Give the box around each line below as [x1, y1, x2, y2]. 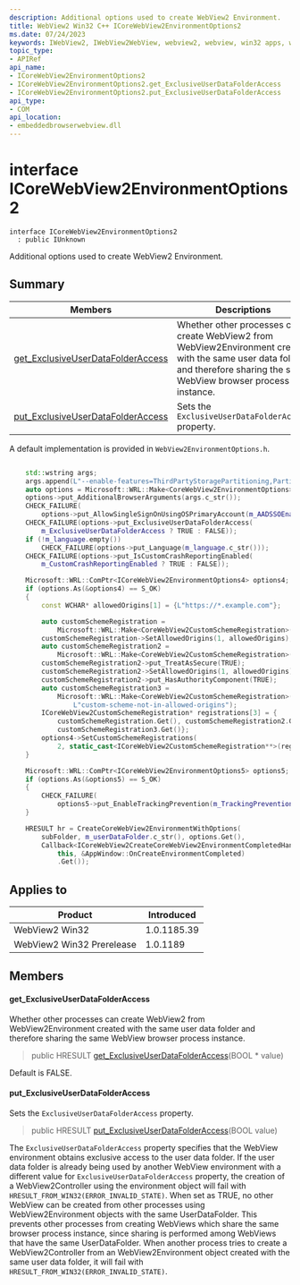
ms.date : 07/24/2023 [9, 30, 87, 38]
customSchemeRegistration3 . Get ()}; [56, 726, 190, 735]
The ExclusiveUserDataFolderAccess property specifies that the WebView [9, 1142, 279, 1153]
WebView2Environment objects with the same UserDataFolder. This [9, 1209, 257, 1220]
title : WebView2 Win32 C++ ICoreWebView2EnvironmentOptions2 [9, 21, 242, 30]
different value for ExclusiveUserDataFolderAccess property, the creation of [9, 1170, 286, 1181]
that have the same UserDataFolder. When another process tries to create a [9, 1237, 287, 1248]
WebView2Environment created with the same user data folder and [9, 1023, 256, 1034]
